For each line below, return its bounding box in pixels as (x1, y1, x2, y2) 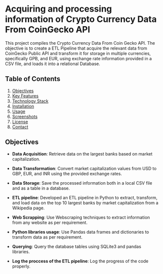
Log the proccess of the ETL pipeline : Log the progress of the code (12, 258, 148, 264)
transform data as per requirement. (12, 234, 83, 240)
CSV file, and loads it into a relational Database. (5, 61, 101, 67)
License (12, 119, 28, 124)
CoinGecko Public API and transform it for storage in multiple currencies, (5, 50, 151, 56)
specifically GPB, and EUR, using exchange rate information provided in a (5, 55, 152, 61)
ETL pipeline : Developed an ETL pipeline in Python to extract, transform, (12, 194, 158, 200)
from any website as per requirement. (12, 220, 88, 225)
